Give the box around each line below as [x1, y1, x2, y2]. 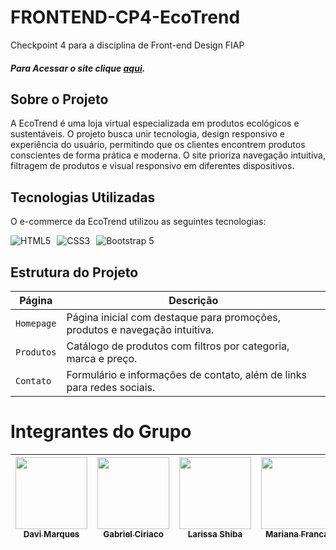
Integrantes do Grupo [10, 421, 192, 443]
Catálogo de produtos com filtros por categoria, [66, 339, 290, 353]
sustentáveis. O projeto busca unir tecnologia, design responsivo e [10, 128, 285, 140]
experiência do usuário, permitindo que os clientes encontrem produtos [10, 139, 306, 151]
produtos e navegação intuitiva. [66, 322, 215, 336]
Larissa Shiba [187, 528, 243, 540]
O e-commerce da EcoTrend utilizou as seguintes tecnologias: [10, 216, 267, 228]
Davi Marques [23, 528, 80, 540]
